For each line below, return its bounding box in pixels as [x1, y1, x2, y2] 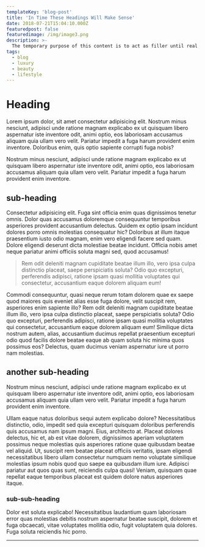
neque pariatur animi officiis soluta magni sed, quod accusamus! [6, 248, 169, 255]
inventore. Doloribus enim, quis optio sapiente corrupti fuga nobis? [6, 144, 174, 151]
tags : [6, 49, 20, 55]
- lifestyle [12, 71, 43, 78]
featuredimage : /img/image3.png [6, 32, 88, 38]
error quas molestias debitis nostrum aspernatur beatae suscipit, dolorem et [6, 515, 198, 523]
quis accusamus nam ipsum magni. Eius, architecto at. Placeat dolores [6, 427, 184, 435]
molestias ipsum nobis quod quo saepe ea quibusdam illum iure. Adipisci [6, 460, 189, 467]
